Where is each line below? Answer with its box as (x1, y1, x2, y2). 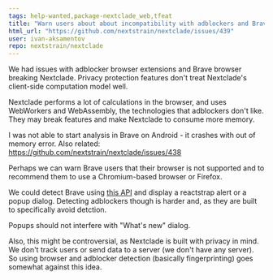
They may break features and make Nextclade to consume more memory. (8, 114, 255, 124)
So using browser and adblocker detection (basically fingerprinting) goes (8, 253, 253, 264)
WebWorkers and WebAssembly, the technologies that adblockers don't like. (8, 106, 264, 116)
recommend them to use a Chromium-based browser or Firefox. (8, 172, 223, 182)
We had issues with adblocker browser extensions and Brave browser (8, 64, 242, 74)
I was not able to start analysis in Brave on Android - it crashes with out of (8, 131, 256, 140)
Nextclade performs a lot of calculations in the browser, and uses (8, 97, 227, 107)
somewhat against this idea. (8, 262, 102, 272)
